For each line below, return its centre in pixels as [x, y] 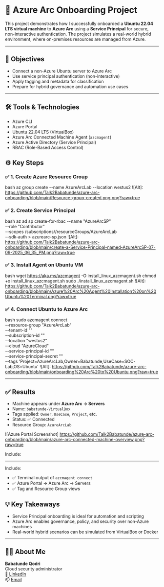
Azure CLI [22, 121]
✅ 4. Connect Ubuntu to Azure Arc [46, 309]
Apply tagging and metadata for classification [58, 81]
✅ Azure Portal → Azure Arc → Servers [51, 483]
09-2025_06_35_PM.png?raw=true [40, 252]
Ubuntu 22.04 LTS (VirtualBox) [43, 132]
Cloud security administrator [34, 569]
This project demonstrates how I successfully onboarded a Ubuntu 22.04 [79, 23]
